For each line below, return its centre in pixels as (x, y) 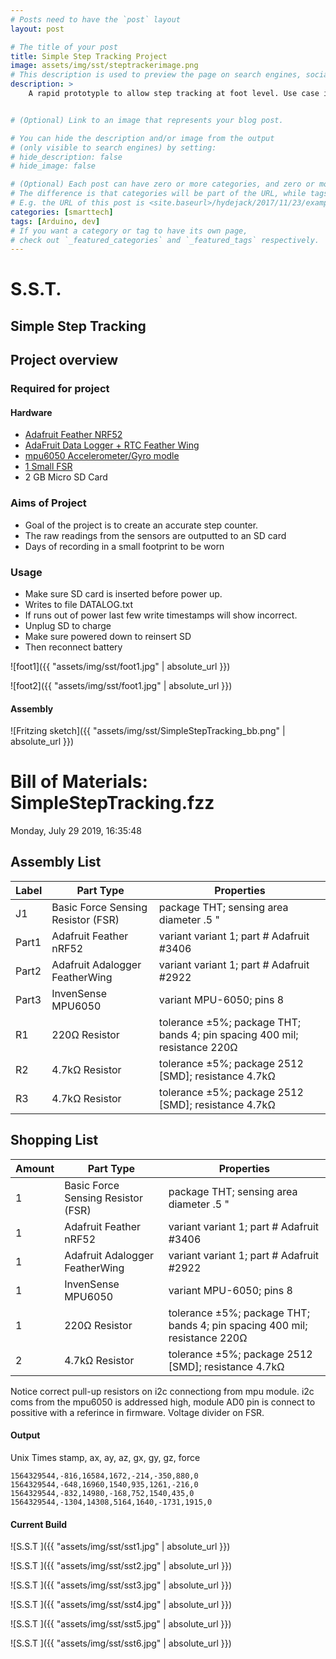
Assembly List (56, 862)
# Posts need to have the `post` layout (96, 19)
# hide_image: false (53, 166)
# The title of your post (64, 47)
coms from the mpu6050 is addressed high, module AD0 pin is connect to (163, 1402)
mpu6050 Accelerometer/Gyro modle (102, 456)
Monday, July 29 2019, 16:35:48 (76, 831)
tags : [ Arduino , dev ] (55, 221)
